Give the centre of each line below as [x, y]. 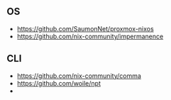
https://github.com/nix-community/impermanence [90, 36]
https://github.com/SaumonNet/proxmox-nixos [85, 28]
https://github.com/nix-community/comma [79, 76]
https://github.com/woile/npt [59, 83]
